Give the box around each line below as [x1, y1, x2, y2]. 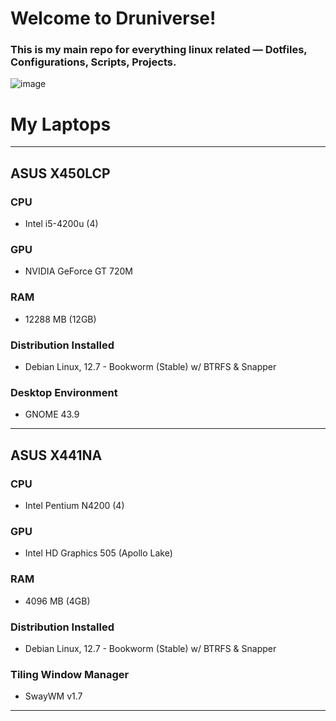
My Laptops [10, 113, 112, 136]
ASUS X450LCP [10, 165, 111, 182]
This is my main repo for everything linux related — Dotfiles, [10, 43, 308, 57]
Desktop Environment [10, 385, 118, 399]
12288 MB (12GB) [24, 313, 97, 325]
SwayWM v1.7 [24, 690, 83, 702]
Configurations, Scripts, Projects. [10, 55, 177, 69]
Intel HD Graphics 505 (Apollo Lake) [24, 547, 173, 559]
